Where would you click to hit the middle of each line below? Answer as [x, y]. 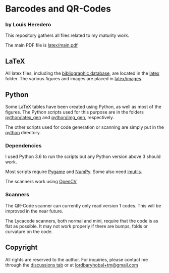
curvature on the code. [29, 231]
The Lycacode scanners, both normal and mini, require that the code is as [82, 221]
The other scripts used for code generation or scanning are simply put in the [84, 127]
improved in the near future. [34, 211]
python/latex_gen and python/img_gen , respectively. [60, 118]
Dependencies [23, 146]
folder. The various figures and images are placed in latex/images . [74, 79]
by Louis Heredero [28, 25]
